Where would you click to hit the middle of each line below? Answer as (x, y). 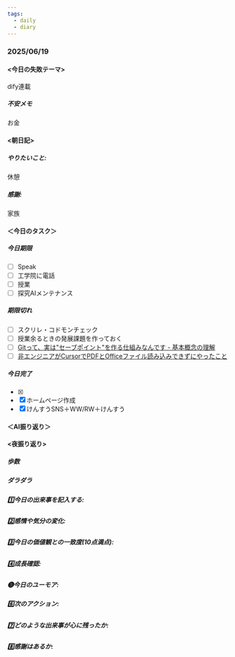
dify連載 (19, 86)
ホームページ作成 (51, 400)
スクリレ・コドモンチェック (58, 329)
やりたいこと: (27, 158)
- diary (25, 27)
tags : (15, 14)
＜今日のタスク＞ (32, 231)
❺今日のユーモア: (33, 585)
